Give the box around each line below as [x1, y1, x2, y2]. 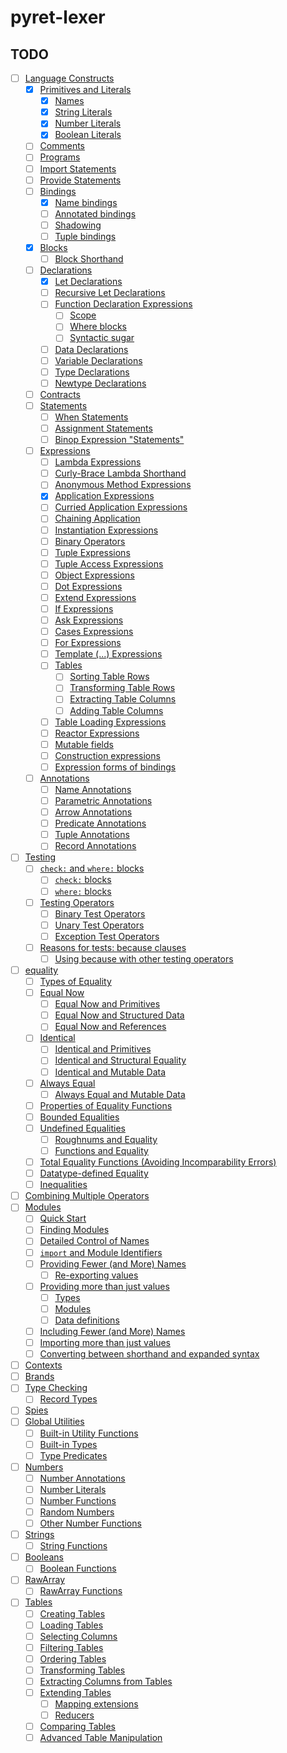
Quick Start [39, 1212, 87, 1225]
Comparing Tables [39, 1721, 117, 1733]
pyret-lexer [10, 6, 106, 29]
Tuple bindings [54, 230, 117, 242]
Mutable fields [54, 738, 114, 750]
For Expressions [54, 637, 122, 649]
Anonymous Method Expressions [54, 479, 192, 491]
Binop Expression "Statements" [54, 434, 185, 445]
